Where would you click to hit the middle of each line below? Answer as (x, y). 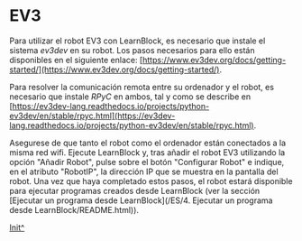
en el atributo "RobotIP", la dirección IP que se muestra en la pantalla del (144, 171)
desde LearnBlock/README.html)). (74, 209)
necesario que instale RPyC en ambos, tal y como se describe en (130, 97)
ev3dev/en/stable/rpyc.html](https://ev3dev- (92, 116)
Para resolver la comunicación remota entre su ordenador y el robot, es (142, 87)
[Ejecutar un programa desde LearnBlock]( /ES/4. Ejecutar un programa (141, 200)
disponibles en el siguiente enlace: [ (76, 60)
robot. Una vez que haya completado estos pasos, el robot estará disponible (151, 181)
